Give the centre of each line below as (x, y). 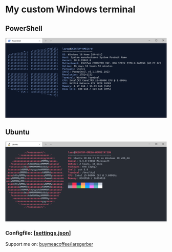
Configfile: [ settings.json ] (38, 233)
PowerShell (24, 28)
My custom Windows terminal (70, 9)
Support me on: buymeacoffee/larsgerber (49, 244)
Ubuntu (17, 132)
